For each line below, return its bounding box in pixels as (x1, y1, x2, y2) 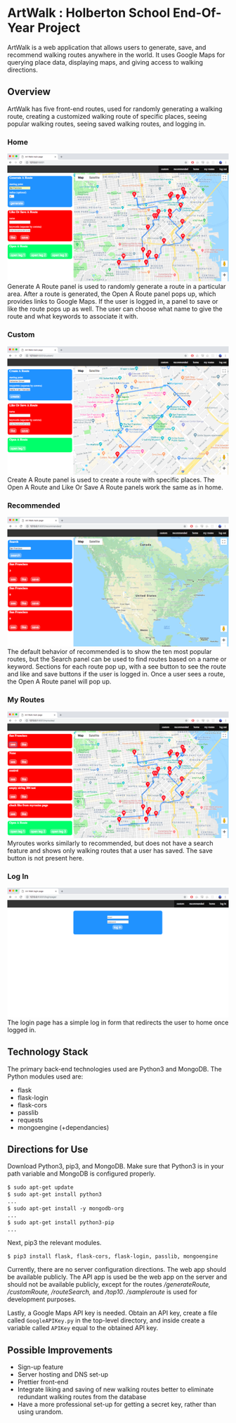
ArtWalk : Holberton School (7, 5, 171, 21)
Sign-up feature (17, 1363, 64, 1372)
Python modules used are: (7, 1072, 84, 1081)
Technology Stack (7, 1046, 88, 1058)
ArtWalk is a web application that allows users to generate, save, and (7, 43, 206, 51)
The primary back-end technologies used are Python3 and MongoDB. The (7, 1064, 223, 1073)
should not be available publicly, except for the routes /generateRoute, (7, 1280, 211, 1289)
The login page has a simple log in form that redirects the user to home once (7, 1018, 229, 1026)
